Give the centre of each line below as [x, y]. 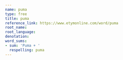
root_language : [20, 32]
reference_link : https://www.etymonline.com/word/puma [62, 23]
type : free [16, 14]
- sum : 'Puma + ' [23, 45]
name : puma [16, 9]
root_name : [16, 28]
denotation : [17, 37]
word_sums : [16, 41]
